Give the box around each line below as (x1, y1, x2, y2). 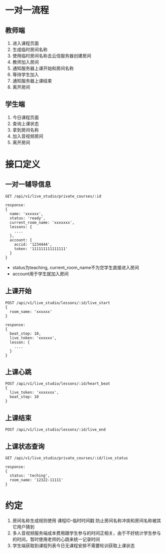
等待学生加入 (12, 72, 39, 78)
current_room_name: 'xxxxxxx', (9, 220, 75, 225)
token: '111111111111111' (14, 246, 68, 251)
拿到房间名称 (12, 127, 39, 133)
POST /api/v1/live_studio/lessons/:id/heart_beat (5, 381, 111, 386)
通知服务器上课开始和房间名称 (12, 66, 74, 71)
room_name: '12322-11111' (9, 477, 64, 483)
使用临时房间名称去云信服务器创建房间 (12, 53, 91, 59)
